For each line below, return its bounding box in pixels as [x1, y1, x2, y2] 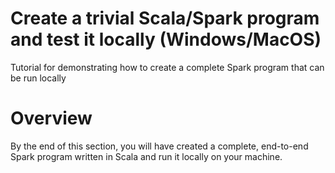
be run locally [10, 72, 67, 84]
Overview [10, 107, 93, 130]
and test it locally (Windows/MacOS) [10, 28, 322, 51]
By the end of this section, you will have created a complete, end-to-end [10, 140, 309, 152]
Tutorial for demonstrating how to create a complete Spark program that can [10, 61, 325, 73]
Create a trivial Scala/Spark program [10, 7, 320, 30]
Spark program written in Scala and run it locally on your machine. [10, 150, 283, 162]
